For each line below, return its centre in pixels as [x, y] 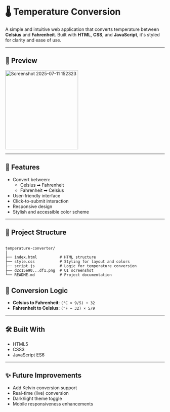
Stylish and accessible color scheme [51, 212]
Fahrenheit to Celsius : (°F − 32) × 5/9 [54, 308]
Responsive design [32, 206]
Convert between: [31, 179]
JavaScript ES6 [29, 355]
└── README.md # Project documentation [59, 275]
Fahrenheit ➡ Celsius [42, 190]
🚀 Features [23, 167]
